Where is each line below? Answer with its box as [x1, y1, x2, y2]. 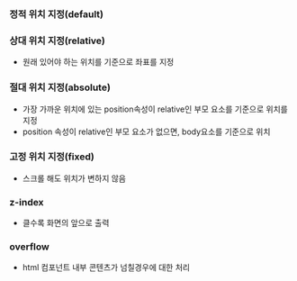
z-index [9, 195, 44, 208]
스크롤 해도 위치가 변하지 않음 [22, 173, 126, 184]
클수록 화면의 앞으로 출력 [22, 218, 110, 229]
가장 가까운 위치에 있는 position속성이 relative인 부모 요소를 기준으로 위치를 [22, 104, 288, 114]
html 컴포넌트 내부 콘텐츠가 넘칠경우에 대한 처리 [22, 262, 191, 273]
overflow [9, 240, 49, 253]
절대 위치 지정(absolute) [9, 81, 111, 94]
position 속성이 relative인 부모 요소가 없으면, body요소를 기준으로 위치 [22, 126, 271, 137]
